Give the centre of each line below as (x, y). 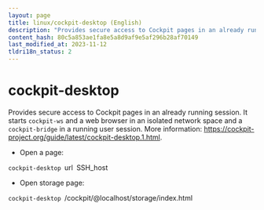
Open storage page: (52, 183)
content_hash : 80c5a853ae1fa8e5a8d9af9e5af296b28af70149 (103, 37)
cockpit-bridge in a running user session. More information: (105, 129)
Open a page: (42, 152)
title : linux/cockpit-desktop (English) (75, 23)
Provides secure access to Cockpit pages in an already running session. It (128, 112)
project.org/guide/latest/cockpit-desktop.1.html (84, 137)
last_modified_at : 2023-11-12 (58, 45)
